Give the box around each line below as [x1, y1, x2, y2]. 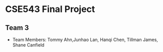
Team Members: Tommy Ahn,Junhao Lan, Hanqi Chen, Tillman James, [12, 36, 158, 42]
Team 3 [5, 23, 29, 32]
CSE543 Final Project [5, 3, 95, 15]
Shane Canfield [12, 42, 45, 48]
